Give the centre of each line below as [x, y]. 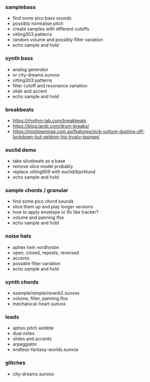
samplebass [21, 7]
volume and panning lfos [38, 217]
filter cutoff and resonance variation [50, 85]
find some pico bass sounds [42, 18]
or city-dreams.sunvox [36, 75]
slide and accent [30, 91]
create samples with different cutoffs [51, 29]
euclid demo [21, 150]
